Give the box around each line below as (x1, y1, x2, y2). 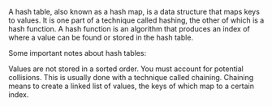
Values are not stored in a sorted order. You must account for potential (8, 64, 244, 74)
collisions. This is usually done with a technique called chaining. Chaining (8, 73, 254, 82)
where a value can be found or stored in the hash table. (8, 32, 193, 42)
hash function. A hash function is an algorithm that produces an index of (8, 24, 250, 33)
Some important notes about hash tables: (8, 49, 147, 57)
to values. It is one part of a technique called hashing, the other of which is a (8, 15, 265, 25)
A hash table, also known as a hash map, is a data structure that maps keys (8, 7, 260, 16)
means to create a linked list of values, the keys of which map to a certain (8, 81, 254, 91)
